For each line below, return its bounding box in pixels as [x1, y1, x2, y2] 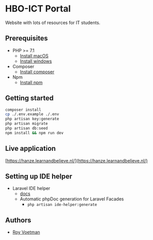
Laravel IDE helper [12, 185, 50, 191]
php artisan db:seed [5, 126, 48, 131]
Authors [5, 216, 31, 224]
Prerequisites [5, 34, 48, 43]
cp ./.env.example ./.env [5, 112, 59, 117]
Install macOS [19, 53, 49, 59]
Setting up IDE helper [5, 172, 72, 181]
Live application [5, 144, 56, 153]
